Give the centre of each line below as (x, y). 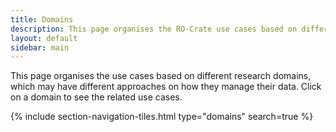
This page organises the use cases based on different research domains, (161, 76)
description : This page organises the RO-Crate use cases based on (154, 29)
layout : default (44, 38)
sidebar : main (40, 47)
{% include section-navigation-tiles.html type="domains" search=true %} (162, 117)
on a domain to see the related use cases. (96, 97)
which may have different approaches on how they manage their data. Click (166, 87)
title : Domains (42, 19)
